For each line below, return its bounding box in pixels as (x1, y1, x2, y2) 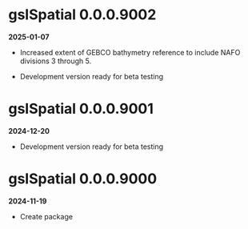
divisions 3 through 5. (19, 56, 92, 66)
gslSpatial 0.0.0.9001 (8, 100, 154, 118)
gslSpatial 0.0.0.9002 (8, 6, 157, 24)
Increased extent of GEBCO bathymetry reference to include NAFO (19, 47, 241, 57)
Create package (19, 211, 74, 221)
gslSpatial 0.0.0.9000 (8, 170, 158, 188)
